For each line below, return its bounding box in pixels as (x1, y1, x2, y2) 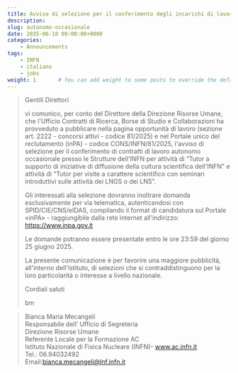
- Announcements (20, 43, 69, 50)
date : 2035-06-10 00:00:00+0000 (7, 30, 103, 38)
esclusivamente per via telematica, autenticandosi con (24, 199, 184, 207)
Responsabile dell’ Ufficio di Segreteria (24, 320, 138, 328)
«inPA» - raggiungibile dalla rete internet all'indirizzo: (24, 213, 179, 222)
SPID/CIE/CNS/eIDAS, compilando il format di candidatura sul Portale (24, 206, 227, 215)
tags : (7, 50, 23, 57)
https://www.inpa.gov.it (24, 221, 93, 230)
